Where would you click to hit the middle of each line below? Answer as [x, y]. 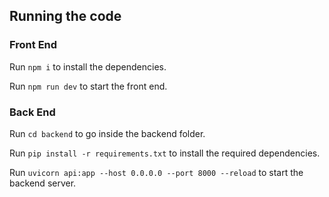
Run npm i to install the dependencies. [88, 66]
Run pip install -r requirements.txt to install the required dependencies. [165, 153]
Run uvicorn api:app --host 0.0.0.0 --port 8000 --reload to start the [156, 172]
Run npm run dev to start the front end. [88, 86]
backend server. [43, 183]
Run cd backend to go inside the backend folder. [107, 133]
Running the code [65, 16]
